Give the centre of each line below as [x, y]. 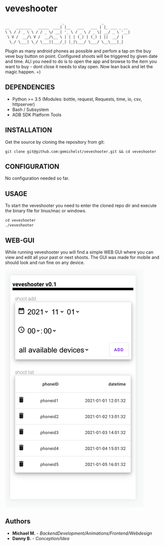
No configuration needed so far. [37, 178]
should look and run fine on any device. [45, 262]
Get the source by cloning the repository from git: [55, 142]
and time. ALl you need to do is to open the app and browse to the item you [81, 61]
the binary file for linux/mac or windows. [46, 211]
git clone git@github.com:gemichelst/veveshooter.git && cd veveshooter [81, 152]
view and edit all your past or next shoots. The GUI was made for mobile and [82, 257]
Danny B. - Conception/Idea [41, 538]
